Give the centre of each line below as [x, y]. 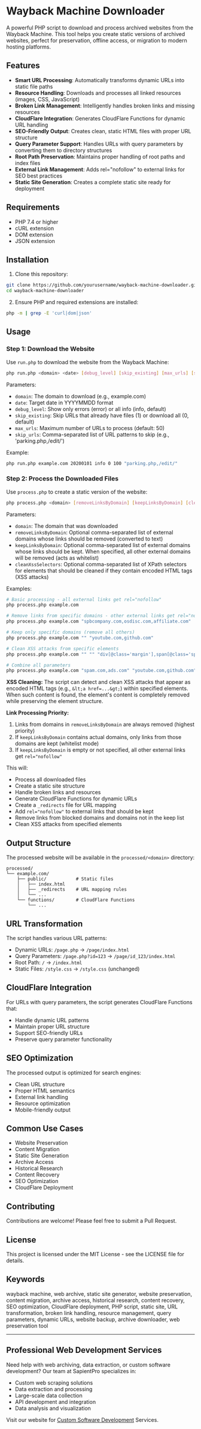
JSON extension [35, 241]
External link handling [41, 1097]
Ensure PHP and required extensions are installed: [77, 302]
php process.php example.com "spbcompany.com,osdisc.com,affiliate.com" [99, 622]
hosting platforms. [29, 47]
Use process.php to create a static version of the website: [77, 492]
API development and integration [55, 1401]
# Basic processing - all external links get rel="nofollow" [84, 599]
